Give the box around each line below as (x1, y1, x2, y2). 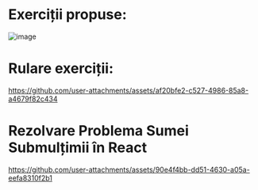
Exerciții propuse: (8, 6, 127, 24)
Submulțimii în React (8, 139, 148, 157)
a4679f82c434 (8, 93, 58, 104)
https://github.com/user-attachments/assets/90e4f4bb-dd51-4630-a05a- (8, 165, 250, 174)
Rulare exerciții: (8, 59, 114, 78)
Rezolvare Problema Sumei (8, 122, 189, 140)
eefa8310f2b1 (8, 173, 53, 183)
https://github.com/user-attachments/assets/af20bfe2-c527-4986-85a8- (8, 85, 248, 95)
